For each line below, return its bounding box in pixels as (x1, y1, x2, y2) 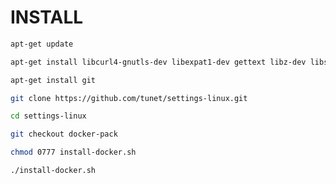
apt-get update (10, 39, 74, 49)
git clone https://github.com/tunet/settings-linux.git (10, 93, 248, 103)
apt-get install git (10, 75, 97, 85)
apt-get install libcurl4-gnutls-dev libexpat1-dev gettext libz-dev (10, 57, 307, 67)
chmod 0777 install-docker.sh (10, 147, 137, 158)
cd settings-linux (10, 111, 87, 121)
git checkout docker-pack (10, 129, 118, 140)
